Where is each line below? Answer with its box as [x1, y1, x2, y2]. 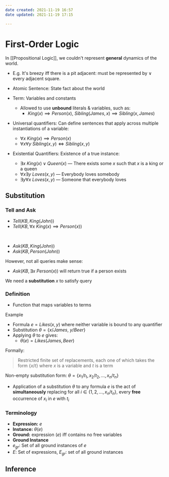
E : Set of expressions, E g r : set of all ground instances [12, 449, 124, 456]
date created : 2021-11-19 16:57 [5, 7, 73, 13]
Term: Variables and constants [12, 95, 76, 101]
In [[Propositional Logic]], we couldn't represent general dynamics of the [5, 55, 157, 61]
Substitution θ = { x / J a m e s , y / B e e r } [12, 327, 86, 333]
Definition [5, 291, 30, 298]
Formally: [5, 347, 25, 353]
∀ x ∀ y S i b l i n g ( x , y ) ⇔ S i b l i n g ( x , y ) [20, 141, 90, 147]
